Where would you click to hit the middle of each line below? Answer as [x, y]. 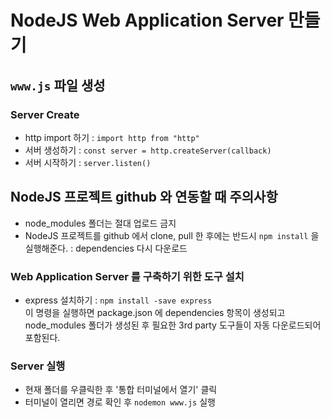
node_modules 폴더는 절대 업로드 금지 [100, 223]
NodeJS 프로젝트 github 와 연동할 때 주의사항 [144, 197]
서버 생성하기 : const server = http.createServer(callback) [148, 150]
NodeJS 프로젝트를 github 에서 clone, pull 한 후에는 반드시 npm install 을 [172, 235]
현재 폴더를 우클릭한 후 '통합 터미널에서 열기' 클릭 [121, 390]
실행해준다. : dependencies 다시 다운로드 [106, 248]
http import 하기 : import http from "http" [112, 137]
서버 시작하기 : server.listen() [88, 162]
